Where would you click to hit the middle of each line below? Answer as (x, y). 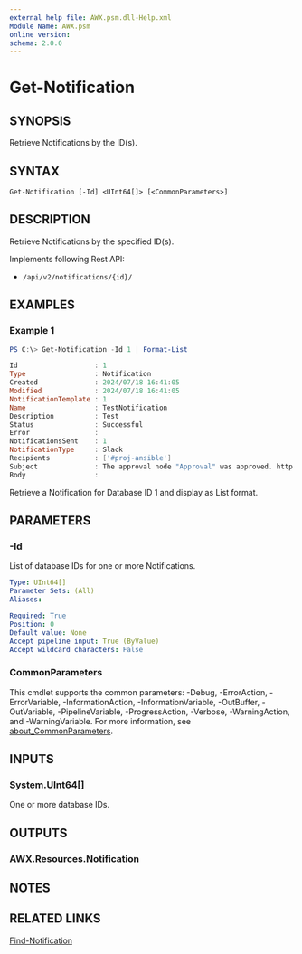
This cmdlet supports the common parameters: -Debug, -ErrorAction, (139, 692)
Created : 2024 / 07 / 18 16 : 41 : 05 (94, 383)
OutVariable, (33, 712)
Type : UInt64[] (38, 583)
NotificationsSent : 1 (58, 441)
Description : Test (64, 416)
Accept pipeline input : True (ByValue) (85, 641)
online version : (40, 34)
